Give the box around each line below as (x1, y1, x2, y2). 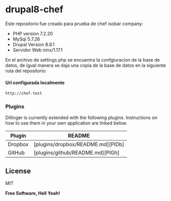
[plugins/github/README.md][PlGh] (33, 149, 120, 156)
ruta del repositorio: (5, 68, 47, 74)
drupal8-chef (5, 4, 64, 15)
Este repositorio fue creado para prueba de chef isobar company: (5, 21, 143, 27)
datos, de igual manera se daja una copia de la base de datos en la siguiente (5, 62, 166, 68)
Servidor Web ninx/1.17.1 (12, 47, 63, 53)
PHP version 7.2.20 (12, 30, 53, 36)
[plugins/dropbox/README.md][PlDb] (33, 141, 125, 148)
